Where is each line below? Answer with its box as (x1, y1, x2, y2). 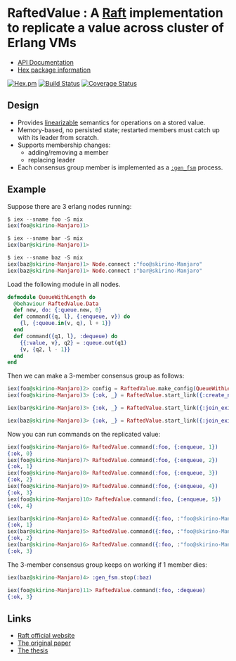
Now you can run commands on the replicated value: (7, 430, 160, 438)
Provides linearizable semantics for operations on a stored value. (17, 118, 206, 127)
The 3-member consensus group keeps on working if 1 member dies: (7, 560, 207, 569)
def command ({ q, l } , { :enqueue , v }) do (13, 313, 131, 321)
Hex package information (17, 65, 91, 74)
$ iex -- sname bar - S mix (7, 235, 83, 242)
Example (7, 184, 46, 195)
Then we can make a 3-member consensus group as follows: (7, 371, 185, 380)
